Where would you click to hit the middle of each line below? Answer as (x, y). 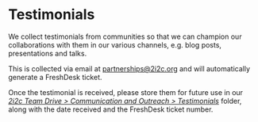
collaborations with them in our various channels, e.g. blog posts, (115, 44)
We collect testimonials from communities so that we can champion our (125, 36)
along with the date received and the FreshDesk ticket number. (111, 109)
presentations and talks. (48, 53)
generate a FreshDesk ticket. (55, 77)
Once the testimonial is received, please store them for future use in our (126, 92)
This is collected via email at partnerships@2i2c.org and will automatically (129, 68)
